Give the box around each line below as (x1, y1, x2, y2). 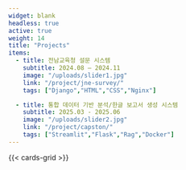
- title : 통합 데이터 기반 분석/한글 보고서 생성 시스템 (15, 101, 179, 109)
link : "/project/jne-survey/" (23, 79, 125, 87)
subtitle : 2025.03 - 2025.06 (23, 108, 121, 116)
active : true (8, 26, 52, 34)
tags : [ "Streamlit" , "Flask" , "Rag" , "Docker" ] (23, 131, 175, 139)
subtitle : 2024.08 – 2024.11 (23, 64, 121, 72)
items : (8, 49, 31, 57)
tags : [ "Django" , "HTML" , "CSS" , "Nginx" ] (23, 86, 157, 95)
